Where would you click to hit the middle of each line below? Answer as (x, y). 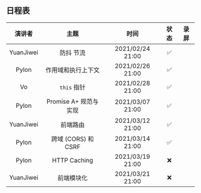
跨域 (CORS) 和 (73, 138)
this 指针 (72, 87)
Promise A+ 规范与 (72, 101)
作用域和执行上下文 (73, 70)
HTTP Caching (72, 160)
